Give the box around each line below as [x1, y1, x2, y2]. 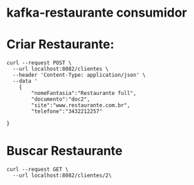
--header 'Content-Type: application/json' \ [12, 71, 146, 79]
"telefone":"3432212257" [31, 108, 103, 115]
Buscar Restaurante [6, 143, 123, 159]
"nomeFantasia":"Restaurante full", [31, 90, 137, 97]
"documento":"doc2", [31, 96, 90, 103]
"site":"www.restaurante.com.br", [31, 102, 130, 109]
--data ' [12, 78, 38, 85]
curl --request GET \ [6, 166, 69, 173]
